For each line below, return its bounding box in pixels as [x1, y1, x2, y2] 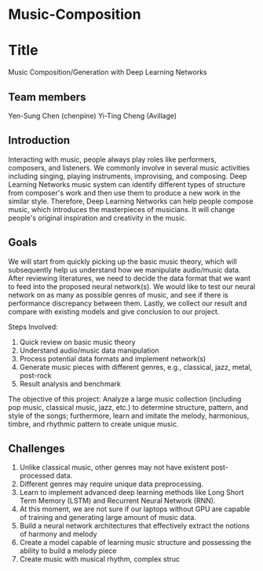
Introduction [8, 134, 71, 147]
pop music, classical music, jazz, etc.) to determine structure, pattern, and [8, 402, 249, 412]
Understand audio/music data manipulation [19, 346, 159, 355]
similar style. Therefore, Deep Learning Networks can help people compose [8, 196, 254, 206]
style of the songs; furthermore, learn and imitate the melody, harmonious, [8, 411, 250, 420]
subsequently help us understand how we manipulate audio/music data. [8, 265, 241, 274]
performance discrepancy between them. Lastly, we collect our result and [8, 298, 247, 308]
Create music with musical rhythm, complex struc [19, 555, 181, 564]
